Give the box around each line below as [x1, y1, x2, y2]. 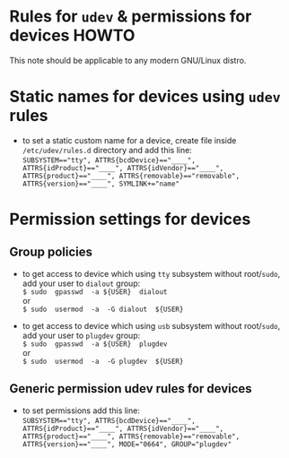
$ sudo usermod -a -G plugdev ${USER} [22, 357, 184, 366]
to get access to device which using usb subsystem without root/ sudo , [22, 320, 281, 331]
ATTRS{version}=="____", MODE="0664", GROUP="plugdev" [22, 439, 232, 449]
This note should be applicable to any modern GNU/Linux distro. [9, 55, 247, 65]
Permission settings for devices [9, 209, 251, 229]
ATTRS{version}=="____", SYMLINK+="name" [22, 179, 180, 188]
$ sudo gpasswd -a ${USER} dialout [22, 287, 168, 297]
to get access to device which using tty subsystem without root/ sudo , [22, 268, 281, 279]
